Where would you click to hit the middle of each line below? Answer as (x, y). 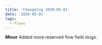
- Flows (18, 23)
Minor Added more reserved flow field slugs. (51, 37)
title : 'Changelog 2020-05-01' (38, 10)
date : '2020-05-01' (25, 14)
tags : (11, 19)
